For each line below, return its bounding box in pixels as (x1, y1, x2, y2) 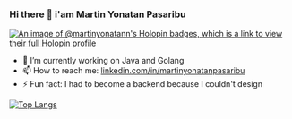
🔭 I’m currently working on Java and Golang (21, 55, 185, 66)
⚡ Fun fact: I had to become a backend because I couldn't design (21, 79, 262, 89)
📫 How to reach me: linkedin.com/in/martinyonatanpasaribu (21, 65, 245, 76)
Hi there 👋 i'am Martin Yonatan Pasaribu (9, 8, 186, 21)
